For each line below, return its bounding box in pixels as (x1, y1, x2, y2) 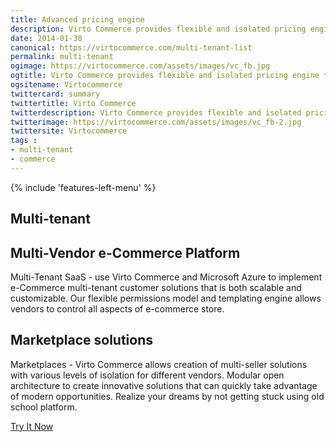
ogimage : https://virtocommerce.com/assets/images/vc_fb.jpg (10, 61, 271, 71)
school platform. (10, 401, 78, 413)
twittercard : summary (10, 89, 101, 99)
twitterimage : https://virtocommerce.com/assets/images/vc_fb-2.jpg (10, 117, 302, 127)
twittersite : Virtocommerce (10, 126, 128, 136)
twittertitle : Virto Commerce (10, 98, 137, 108)
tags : (10, 136, 38, 146)
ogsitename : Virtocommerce (10, 80, 123, 90)
